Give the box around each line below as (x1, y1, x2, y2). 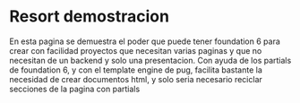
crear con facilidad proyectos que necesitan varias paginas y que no (9, 45, 262, 56)
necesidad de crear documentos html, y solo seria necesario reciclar (9, 73, 262, 84)
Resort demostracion (9, 6, 170, 27)
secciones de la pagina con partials (9, 83, 141, 94)
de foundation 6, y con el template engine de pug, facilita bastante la (9, 64, 262, 75)
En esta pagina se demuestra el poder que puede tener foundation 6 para (9, 36, 280, 47)
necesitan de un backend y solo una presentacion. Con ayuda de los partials (9, 55, 292, 65)
